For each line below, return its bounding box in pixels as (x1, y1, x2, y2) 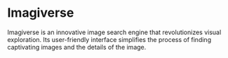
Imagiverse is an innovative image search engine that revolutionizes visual (7, 28, 222, 36)
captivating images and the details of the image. (7, 43, 147, 51)
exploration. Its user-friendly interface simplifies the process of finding (7, 35, 212, 43)
